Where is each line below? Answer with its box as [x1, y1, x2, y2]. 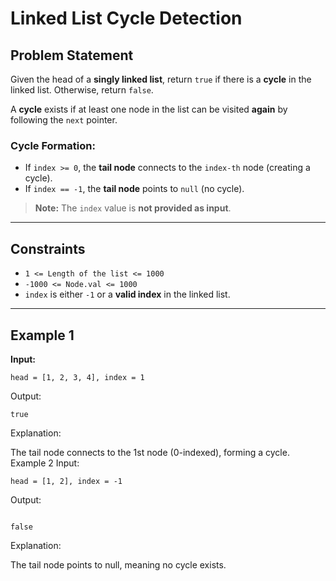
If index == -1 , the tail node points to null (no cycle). [24, 183, 245, 195]
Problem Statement [10, 47, 134, 64]
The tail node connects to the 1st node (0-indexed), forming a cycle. [10, 446, 290, 458]
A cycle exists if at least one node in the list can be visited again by [10, 103, 288, 115]
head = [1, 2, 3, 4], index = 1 [10, 372, 145, 382]
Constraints [10, 240, 86, 257]
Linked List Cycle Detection [10, 7, 243, 30]
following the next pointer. [10, 114, 118, 126]
